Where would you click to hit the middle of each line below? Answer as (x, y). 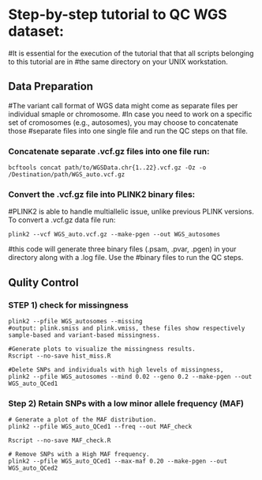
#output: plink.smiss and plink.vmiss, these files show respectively (127, 329)
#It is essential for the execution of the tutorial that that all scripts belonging (131, 53)
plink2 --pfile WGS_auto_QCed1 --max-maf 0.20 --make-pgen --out (118, 461)
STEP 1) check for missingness (68, 304)
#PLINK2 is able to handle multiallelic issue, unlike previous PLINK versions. (131, 212)
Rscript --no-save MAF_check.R (60, 440)
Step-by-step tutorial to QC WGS (118, 15)
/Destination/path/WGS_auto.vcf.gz (67, 175)
